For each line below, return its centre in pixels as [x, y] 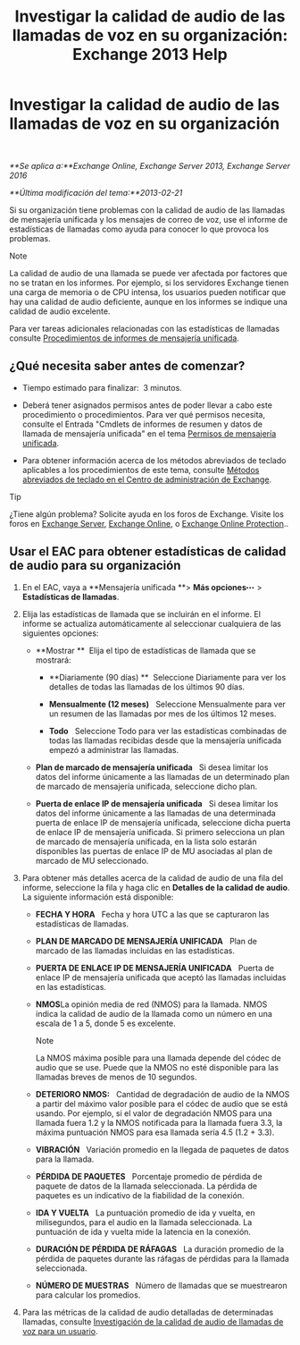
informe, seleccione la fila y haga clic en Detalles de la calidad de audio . [156, 887]
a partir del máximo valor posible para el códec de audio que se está [162, 1104]
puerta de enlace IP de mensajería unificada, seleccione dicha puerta [163, 822]
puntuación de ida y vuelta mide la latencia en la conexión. [143, 1231]
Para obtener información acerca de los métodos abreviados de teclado [154, 460]
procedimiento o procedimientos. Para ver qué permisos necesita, [144, 414]
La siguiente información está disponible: [98, 897]
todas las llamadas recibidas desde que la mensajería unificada [165, 740]
